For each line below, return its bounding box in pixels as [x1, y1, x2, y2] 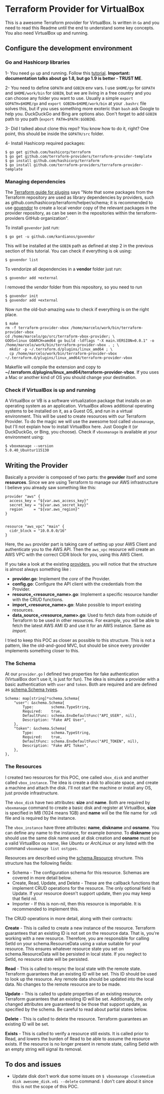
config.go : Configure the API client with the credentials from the [12, 581, 142, 587]
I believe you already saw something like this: [5, 485, 96, 491]
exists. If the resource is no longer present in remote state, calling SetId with [5, 1041, 159, 1046]
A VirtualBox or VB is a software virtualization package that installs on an [5, 398, 152, 404]
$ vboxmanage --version [5, 444, 54, 449]
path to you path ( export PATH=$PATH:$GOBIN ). [5, 116, 96, 122]
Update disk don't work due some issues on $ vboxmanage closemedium [12, 1073, 155, 1079]
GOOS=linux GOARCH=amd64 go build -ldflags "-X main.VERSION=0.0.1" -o [5, 338, 154, 343]
